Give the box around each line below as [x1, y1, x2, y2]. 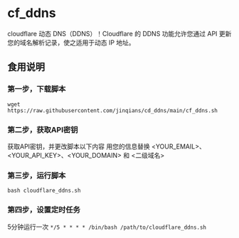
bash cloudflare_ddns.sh [7, 187, 81, 195]
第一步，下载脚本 [7, 84, 66, 94]
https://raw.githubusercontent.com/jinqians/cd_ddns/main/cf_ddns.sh [7, 107, 218, 114]
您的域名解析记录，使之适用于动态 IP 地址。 [7, 38, 135, 47]
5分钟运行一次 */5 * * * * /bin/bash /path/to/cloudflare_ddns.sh [7, 222, 207, 231]
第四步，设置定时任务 [7, 205, 80, 215]
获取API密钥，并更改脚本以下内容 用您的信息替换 [7, 142, 151, 151]
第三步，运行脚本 [7, 171, 66, 180]
